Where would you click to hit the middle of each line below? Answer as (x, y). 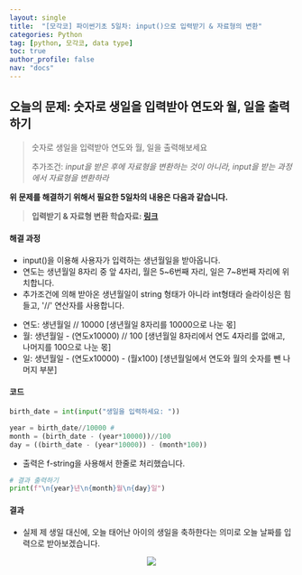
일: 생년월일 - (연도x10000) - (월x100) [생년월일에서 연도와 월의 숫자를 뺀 (151, 358)
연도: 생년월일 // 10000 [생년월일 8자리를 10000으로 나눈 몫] (129, 324)
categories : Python (46, 34)
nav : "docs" (32, 69)
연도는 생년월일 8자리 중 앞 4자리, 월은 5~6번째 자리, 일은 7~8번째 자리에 (151, 271)
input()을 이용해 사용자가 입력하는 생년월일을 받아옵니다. (121, 260)
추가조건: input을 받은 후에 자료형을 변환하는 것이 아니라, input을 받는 (153, 166)
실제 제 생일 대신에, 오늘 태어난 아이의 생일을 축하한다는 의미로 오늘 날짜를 (152, 532)
